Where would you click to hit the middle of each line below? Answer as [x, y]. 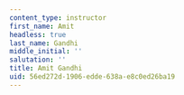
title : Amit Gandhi [46, 69]
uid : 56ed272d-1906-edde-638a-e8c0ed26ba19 [92, 77]
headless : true [38, 34]
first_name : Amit [42, 26]
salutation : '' [38, 60]
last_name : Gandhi [44, 43]
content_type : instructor [58, 18]
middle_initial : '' [46, 52]
